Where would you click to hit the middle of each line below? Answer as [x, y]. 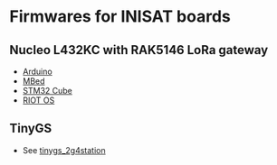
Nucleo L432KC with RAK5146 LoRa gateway [139, 50]
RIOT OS [38, 100]
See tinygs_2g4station [64, 150]
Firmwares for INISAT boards [120, 17]
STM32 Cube [47, 91]
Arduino [37, 71]
